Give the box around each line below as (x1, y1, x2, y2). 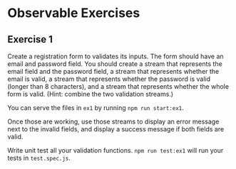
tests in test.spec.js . (7, 154, 71, 162)
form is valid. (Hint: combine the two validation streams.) (7, 90, 173, 98)
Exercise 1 (7, 33, 53, 45)
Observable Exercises (7, 5, 140, 21)
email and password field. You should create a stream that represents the (7, 60, 222, 68)
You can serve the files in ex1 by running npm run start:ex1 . (7, 104, 184, 111)
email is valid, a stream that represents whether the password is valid (7, 75, 210, 83)
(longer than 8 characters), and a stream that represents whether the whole (7, 82, 230, 90)
